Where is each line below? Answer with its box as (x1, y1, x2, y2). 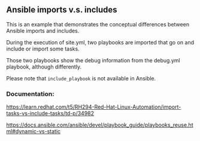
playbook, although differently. (6, 63, 82, 70)
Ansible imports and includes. (6, 27, 80, 34)
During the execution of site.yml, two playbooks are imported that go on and (6, 38, 195, 46)
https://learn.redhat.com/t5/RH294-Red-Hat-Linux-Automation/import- (6, 103, 181, 110)
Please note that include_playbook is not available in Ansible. (6, 74, 156, 82)
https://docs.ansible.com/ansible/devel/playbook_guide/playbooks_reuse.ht (6, 121, 193, 128)
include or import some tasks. (6, 45, 80, 52)
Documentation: (6, 89, 55, 98)
